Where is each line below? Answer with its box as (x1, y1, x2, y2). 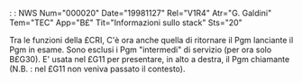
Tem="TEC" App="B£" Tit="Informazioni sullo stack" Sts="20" (9, 17, 243, 28)
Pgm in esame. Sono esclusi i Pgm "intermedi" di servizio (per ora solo (9, 44, 272, 55)
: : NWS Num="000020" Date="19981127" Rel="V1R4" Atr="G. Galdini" (9, 8, 272, 18)
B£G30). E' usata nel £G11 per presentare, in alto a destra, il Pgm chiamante (9, 54, 290, 64)
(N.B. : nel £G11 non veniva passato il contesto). (9, 63, 186, 74)
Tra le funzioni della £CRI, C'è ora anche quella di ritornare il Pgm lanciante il (9, 35, 294, 45)
